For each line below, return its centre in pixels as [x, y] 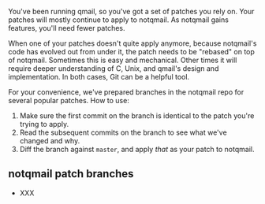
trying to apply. [44, 124]
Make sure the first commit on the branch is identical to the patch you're [137, 116]
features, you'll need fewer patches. [67, 28]
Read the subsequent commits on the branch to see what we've [123, 132]
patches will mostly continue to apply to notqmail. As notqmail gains [118, 20]
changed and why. [50, 141]
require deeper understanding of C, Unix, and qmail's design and [114, 69]
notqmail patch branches [71, 174]
